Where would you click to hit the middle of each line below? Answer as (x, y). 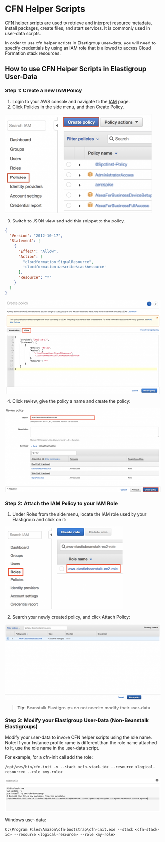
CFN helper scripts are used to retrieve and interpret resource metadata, (79, 23)
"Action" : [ (30, 257)
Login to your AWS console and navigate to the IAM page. (71, 101)
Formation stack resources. (33, 53)
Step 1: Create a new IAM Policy (44, 91)
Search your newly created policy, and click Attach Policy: (71, 617)
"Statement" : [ (25, 241)
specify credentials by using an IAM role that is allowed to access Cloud (78, 48)
